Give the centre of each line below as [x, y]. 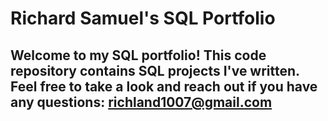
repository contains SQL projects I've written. [155, 70]
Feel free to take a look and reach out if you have [164, 86]
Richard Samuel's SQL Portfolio [143, 18]
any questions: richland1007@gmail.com [141, 102]
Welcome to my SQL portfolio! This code [138, 55]
